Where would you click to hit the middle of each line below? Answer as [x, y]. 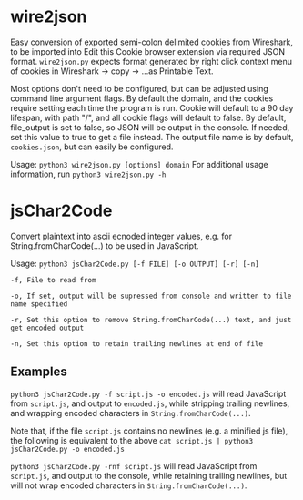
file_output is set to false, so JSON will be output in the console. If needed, [150, 127]
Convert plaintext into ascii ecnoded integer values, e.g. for [121, 236]
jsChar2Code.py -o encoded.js [68, 449]
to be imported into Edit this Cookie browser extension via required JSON [148, 51]
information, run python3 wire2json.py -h [88, 174]
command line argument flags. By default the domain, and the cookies [142, 98]
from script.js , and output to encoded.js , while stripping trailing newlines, [150, 403]
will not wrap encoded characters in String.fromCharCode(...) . [129, 485]
